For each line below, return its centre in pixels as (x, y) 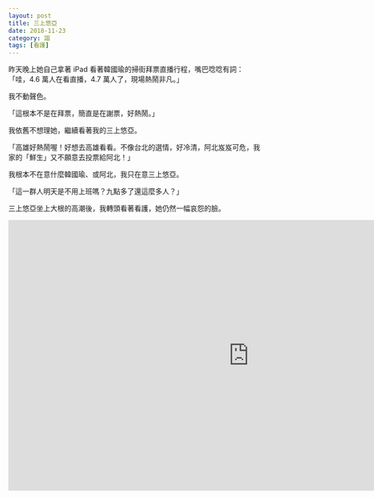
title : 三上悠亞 (33, 23)
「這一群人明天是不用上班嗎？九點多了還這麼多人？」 (96, 191)
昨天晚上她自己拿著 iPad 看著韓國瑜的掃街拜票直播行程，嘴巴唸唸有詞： (126, 70)
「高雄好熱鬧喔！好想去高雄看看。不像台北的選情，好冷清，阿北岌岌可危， (131, 147)
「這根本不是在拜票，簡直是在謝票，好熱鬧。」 (84, 114)
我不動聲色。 (29, 96)
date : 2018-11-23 (37, 30)
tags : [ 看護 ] (29, 46)
